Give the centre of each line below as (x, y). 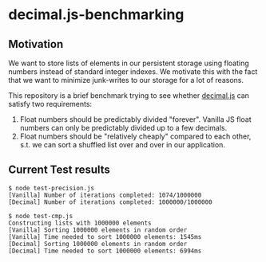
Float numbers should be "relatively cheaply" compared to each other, (135, 136)
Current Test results (59, 170)
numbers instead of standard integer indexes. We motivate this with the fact (133, 72)
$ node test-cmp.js (41, 216)
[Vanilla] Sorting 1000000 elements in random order (98, 230)
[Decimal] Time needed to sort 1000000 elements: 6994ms (105, 251)
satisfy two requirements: (50, 104)
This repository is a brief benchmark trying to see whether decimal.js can (129, 96)
